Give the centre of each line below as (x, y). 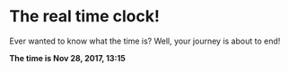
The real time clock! (84, 16)
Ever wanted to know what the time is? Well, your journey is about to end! (145, 41)
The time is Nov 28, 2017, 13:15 (67, 58)
